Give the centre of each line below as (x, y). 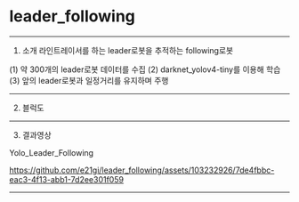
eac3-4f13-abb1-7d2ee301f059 (67, 179)
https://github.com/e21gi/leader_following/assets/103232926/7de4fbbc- (142, 170)
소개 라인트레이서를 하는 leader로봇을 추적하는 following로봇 (128, 50)
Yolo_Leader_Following (52, 152)
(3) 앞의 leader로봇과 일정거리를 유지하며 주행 (89, 80)
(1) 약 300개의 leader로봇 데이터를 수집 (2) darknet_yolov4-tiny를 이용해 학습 (145, 69)
